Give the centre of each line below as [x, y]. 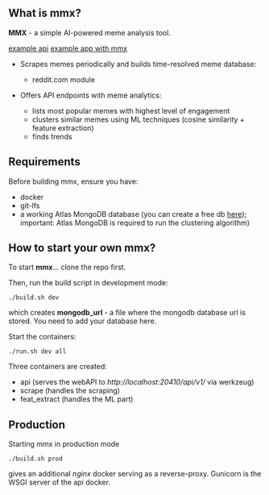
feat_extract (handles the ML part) [77, 399]
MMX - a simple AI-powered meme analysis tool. [90, 32]
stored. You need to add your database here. [83, 321]
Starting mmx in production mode [64, 444]
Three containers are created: [58, 367]
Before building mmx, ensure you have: [73, 181]
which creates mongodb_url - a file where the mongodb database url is [127, 313]
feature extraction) [63, 127]
